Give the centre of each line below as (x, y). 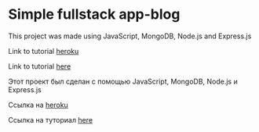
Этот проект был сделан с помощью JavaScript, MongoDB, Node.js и (123, 81)
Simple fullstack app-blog (94, 14)
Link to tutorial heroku (44, 51)
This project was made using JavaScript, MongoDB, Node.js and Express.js (130, 36)
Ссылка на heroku (38, 105)
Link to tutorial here (40, 66)
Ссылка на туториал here (50, 120)
